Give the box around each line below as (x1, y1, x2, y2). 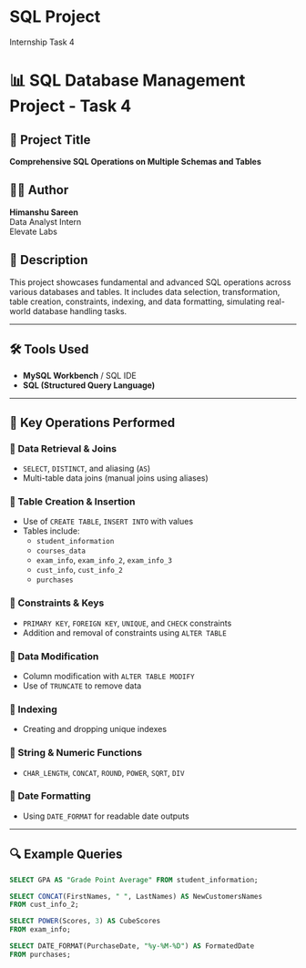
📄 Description (9, 252, 88, 268)
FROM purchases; (9, 950, 71, 959)
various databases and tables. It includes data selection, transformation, (9, 286, 280, 297)
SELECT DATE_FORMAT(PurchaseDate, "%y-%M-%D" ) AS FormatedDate (9, 942, 255, 951)
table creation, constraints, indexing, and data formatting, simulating (9, 296, 266, 307)
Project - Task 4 (9, 96, 132, 117)
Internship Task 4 (9, 36, 75, 47)
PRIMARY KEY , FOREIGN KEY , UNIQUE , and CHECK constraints (22, 617, 232, 628)
